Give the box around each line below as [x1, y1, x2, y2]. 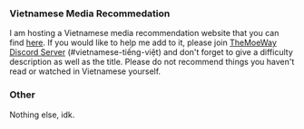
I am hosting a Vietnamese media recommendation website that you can [9, 28, 279, 39]
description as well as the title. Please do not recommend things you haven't [9, 57, 295, 68]
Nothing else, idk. [9, 109, 75, 120]
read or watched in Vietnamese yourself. [9, 66, 162, 77]
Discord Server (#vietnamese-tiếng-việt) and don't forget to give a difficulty [9, 47, 293, 58]
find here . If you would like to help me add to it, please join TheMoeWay [9, 37, 277, 48]
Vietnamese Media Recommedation [9, 7, 171, 20]
